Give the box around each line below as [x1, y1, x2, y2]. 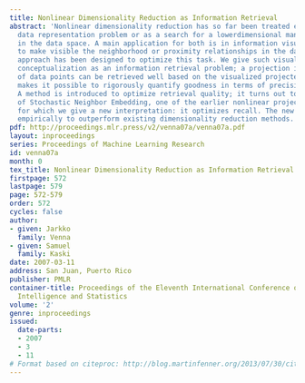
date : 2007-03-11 [9, 258, 75, 268]
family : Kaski [17, 250, 71, 259]
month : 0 [9, 156, 43, 166]
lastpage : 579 [9, 182, 64, 191]
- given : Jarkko [9, 224, 71, 233]
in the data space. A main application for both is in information [17, 38, 279, 48]
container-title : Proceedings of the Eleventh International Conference [9, 283, 290, 292]
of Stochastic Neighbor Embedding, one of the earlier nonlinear [17, 97, 271, 107]
